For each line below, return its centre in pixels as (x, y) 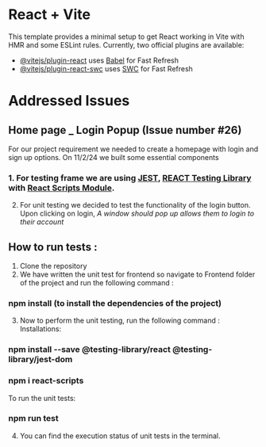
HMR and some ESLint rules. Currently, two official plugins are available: (126, 44)
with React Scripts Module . (62, 188)
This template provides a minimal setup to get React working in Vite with (126, 36)
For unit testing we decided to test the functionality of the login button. (135, 205)
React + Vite (50, 15)
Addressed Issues (69, 101)
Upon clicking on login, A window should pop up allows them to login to (137, 214)
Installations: (40, 329)
